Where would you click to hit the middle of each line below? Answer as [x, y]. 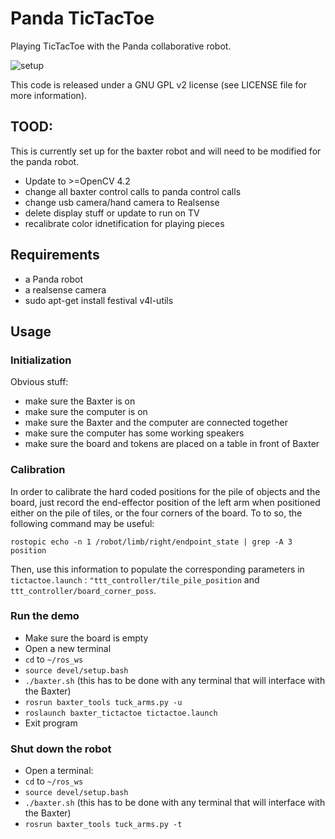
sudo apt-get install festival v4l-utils [99, 300]
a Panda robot [54, 279]
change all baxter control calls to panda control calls [133, 191]
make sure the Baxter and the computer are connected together [156, 423]
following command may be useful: [82, 523]
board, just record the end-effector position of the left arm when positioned [165, 502]
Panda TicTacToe [82, 18]
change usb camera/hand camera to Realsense [122, 202]
